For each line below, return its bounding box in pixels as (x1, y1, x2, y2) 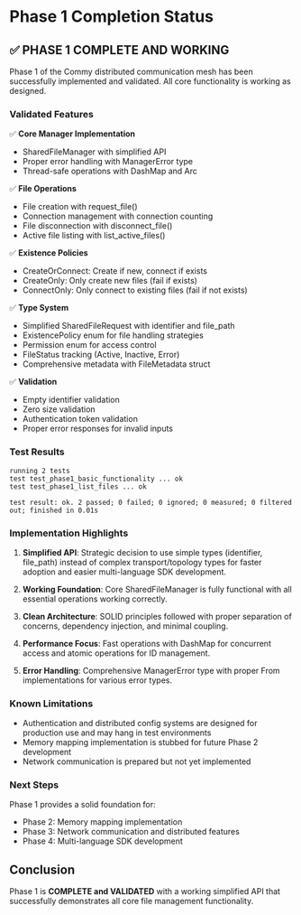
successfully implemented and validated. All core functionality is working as (9, 76, 291, 87)
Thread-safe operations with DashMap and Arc (22, 165, 198, 177)
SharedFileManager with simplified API (22, 146, 167, 157)
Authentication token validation (22, 414, 138, 425)
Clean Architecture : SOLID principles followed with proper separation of (22, 611, 293, 621)
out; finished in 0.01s (9, 506, 99, 515)
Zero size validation (22, 404, 96, 415)
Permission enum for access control (22, 340, 157, 350)
